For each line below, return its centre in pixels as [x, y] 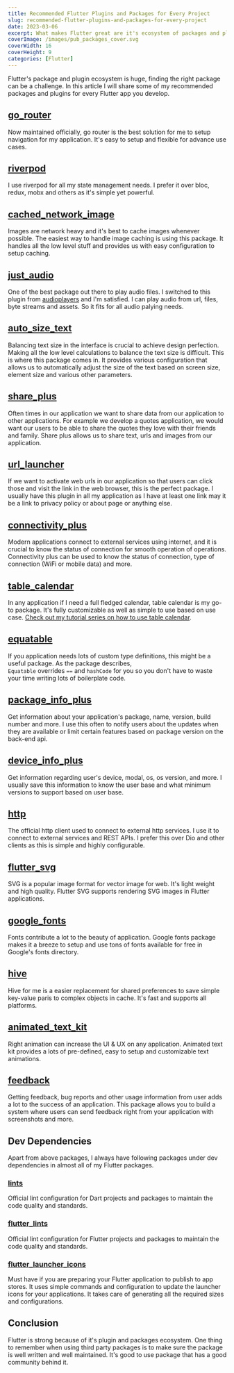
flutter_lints [28, 1224]
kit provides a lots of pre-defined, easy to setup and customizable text [108, 1051]
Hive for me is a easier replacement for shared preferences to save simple [114, 990]
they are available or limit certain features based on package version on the [116, 731]
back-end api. [28, 739]
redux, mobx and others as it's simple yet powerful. [81, 192]
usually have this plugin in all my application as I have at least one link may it [117, 496]
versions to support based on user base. [66, 792]
